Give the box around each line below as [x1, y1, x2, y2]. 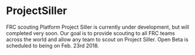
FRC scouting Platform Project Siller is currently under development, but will [6, 23, 189, 30]
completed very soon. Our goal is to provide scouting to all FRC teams [6, 29, 175, 36]
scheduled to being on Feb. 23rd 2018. [6, 42, 100, 49]
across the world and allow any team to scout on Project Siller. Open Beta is [6, 36, 189, 43]
